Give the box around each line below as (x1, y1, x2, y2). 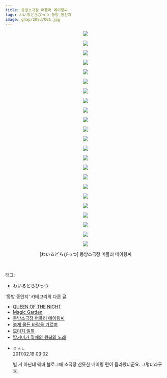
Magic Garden (12, 309, 43, 315)
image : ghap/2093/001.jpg (5, 17, 60, 22)
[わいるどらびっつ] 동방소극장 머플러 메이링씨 (39, 251, 132, 257)
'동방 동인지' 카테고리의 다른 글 (5, 293, 67, 300)
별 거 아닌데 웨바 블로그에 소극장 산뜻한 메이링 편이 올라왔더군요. (12, 361, 141, 367)
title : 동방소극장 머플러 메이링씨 (5, 7, 68, 13)
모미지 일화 (12, 328, 35, 334)
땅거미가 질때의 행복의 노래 (12, 334, 66, 340)
